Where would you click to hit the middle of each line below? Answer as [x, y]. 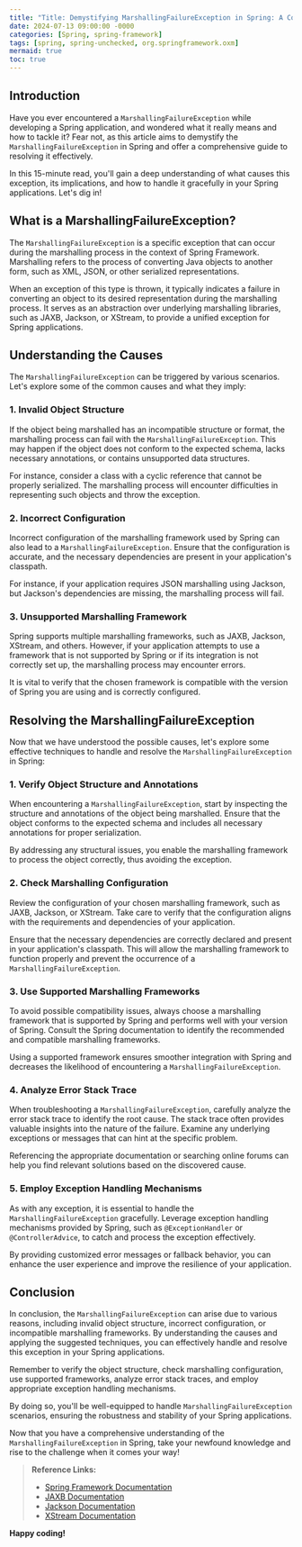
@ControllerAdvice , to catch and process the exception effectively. [133, 1237]
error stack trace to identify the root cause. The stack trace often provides [147, 1119]
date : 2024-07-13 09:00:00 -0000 [72, 26]
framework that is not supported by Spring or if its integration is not [134, 656]
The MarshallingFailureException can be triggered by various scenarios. [145, 377]
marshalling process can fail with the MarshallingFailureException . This [143, 439]
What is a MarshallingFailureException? [123, 221]
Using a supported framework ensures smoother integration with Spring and [151, 1057]
